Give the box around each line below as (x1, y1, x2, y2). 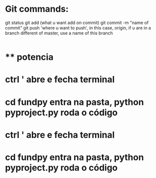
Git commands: (5, 3, 69, 15)
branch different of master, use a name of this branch (5, 30, 113, 36)
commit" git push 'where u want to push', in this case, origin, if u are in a (5, 25, 151, 30)
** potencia (5, 51, 54, 63)
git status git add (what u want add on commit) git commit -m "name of (5, 20, 149, 25)
